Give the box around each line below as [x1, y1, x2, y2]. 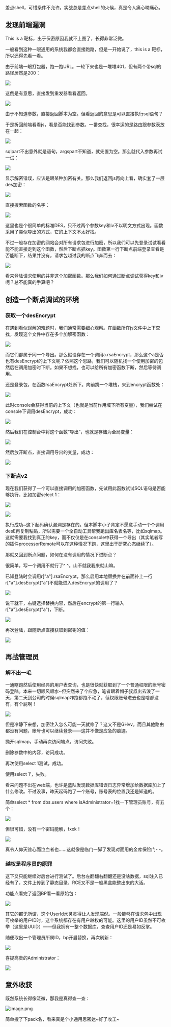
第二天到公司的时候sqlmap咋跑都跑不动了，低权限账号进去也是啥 [14, 695, 150, 701]
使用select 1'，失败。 [5, 771, 49, 777]
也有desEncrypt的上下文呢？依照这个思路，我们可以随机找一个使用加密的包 [5, 358, 163, 364]
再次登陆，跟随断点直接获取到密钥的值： [5, 627, 90, 633]
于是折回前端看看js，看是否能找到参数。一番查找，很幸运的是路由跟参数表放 [5, 121, 165, 128]
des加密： [5, 181, 27, 187]
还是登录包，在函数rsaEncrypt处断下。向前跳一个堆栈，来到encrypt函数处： [5, 381, 165, 387]
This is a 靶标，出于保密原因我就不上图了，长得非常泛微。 [5, 35, 127, 41]
